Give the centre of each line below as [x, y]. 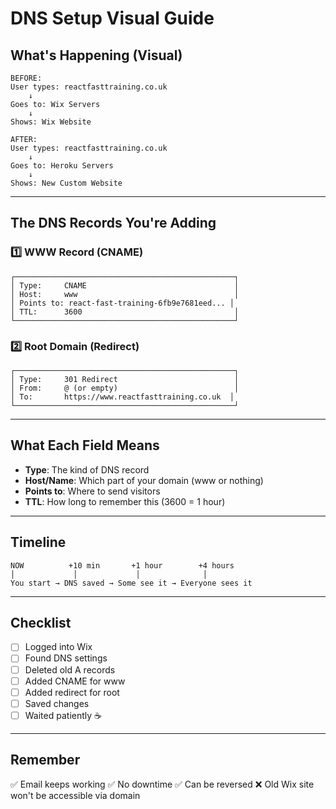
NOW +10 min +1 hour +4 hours [122, 565]
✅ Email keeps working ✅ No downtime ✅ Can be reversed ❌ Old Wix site [162, 784]
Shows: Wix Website [51, 122]
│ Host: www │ [125, 294]
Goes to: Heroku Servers [62, 166]
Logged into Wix [58, 647]
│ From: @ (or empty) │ [125, 388]
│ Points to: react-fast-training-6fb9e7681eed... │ [122, 303]
